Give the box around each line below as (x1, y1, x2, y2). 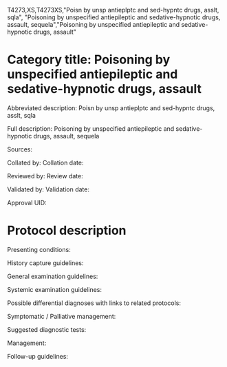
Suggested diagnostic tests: (7, 325, 87, 333)
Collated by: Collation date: (7, 158, 84, 167)
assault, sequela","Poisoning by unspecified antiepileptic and (7, 21, 180, 28)
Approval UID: (7, 198, 47, 207)
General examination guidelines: (7, 272, 98, 280)
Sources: (7, 145, 33, 154)
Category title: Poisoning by (7, 52, 171, 67)
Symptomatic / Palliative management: (7, 312, 116, 320)
